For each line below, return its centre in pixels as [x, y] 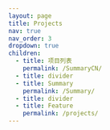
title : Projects [35, 23]
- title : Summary [45, 83]
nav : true [25, 31]
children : [25, 53]
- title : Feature [45, 106]
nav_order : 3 [30, 38]
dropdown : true [34, 46]
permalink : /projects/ [61, 114]
